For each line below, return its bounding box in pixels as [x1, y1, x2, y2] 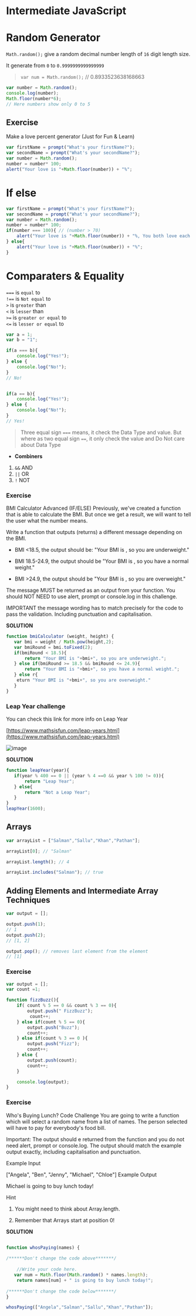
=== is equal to [6, 289, 40, 296]
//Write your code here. [16, 1267, 77, 1272]
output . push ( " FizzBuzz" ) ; [27, 1008, 93, 1014]
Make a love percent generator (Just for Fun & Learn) [6, 133, 135, 140]
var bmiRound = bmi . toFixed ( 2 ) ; [13, 644, 93, 650]
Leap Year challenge [6, 702, 66, 710]
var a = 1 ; [6, 332, 33, 337]
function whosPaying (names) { [6, 1244, 80, 1251]
